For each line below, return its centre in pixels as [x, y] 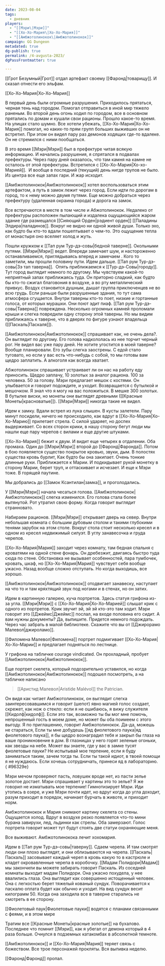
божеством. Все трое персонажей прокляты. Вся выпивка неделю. [76, 949]
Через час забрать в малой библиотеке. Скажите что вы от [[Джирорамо [83, 625]
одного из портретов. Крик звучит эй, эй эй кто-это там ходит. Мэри [78, 609]
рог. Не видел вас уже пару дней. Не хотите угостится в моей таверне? [81, 345]
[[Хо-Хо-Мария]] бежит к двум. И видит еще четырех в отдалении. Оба [80, 442]
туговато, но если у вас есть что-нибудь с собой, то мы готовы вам [76, 355]
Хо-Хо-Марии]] [21, 645]
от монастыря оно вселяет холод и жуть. [49, 236]
